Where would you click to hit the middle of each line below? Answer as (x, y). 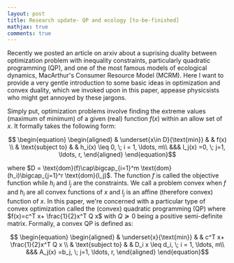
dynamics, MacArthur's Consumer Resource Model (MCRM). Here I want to (116, 76)
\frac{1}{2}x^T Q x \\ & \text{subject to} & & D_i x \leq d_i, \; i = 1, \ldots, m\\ (117, 244)
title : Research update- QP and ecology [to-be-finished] (93, 20)
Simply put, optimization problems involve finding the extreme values (107, 111)
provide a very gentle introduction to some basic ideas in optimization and (114, 83)
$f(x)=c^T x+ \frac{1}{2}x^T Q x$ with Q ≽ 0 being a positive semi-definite (115, 216)
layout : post (26, 14)
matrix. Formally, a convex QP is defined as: (71, 223)
